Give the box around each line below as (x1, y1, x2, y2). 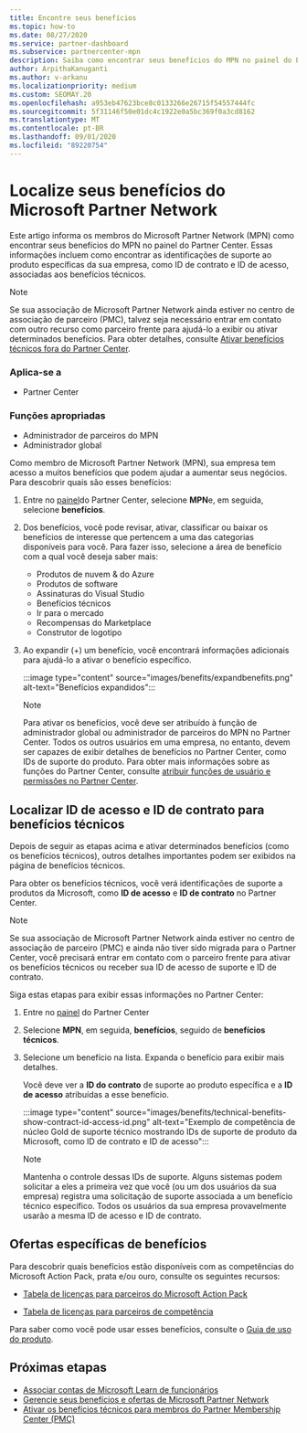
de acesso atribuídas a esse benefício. (22, 1089, 169, 1100)
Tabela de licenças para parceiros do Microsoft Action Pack (22, 1288, 249, 1299)
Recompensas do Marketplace (36, 618, 152, 629)
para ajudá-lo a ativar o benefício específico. (22, 654, 192, 665)
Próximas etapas (9, 1360, 107, 1375)
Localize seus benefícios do (9, 180, 226, 201)
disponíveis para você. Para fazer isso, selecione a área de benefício (22, 541, 282, 553)
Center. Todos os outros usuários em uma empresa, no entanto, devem (22, 737, 291, 748)
